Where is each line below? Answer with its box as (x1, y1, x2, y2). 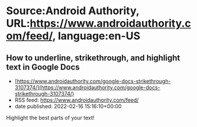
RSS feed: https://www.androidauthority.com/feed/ (14, 96, 139, 103)
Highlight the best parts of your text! (6, 114, 95, 121)
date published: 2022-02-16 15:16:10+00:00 (14, 103, 122, 110)
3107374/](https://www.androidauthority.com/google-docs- (14, 84, 161, 91)
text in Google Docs (6, 62, 80, 72)
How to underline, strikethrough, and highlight (6, 53, 180, 63)
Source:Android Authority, (6, 4, 140, 18)
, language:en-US (52, 30, 141, 43)
